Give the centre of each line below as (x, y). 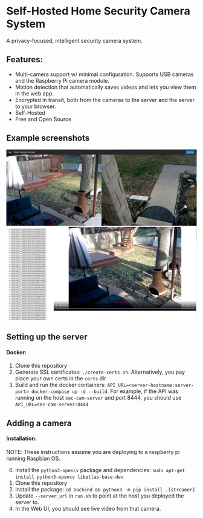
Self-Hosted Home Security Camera (98, 11)
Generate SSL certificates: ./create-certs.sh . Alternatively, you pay (100, 372)
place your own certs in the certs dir (60, 379)
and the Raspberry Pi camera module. (62, 80)
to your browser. (35, 106)
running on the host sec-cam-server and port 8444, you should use (98, 398)
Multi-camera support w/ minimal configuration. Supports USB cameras (104, 74)
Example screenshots (48, 138)
